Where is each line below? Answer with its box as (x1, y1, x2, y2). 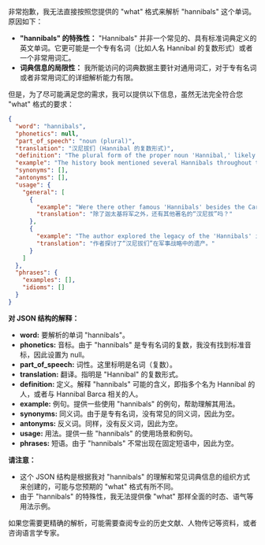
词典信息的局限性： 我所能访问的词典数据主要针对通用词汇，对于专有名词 (19, 63, 257, 72)
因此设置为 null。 (33, 350, 89, 359)
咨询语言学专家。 (8, 528, 64, 537)
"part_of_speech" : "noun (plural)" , (15, 137, 136, 145)
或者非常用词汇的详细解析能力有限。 (19, 73, 138, 82)
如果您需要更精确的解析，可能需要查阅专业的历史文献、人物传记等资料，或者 (8, 518, 257, 528)
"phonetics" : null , (15, 129, 80, 138)
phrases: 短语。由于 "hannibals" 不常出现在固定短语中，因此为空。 (19, 438, 238, 447)
